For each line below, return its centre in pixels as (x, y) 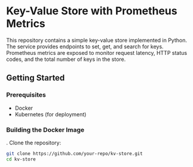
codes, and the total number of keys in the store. (66, 59)
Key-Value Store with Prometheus (92, 11)
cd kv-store (21, 159)
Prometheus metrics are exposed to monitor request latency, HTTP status (96, 52)
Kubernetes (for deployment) (50, 114)
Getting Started (36, 78)
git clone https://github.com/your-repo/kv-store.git (75, 153)
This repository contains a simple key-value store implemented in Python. (96, 40)
